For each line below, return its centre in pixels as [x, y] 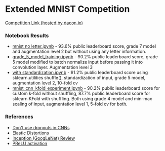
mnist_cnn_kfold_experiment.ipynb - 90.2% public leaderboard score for [86, 88]
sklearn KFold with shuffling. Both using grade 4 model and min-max [82, 99]
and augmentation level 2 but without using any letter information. [79, 52]
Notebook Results [27, 36]
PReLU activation [30, 143]
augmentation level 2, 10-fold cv [45, 83]
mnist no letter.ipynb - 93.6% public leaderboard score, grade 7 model [84, 46]
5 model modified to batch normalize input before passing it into [78, 62]
